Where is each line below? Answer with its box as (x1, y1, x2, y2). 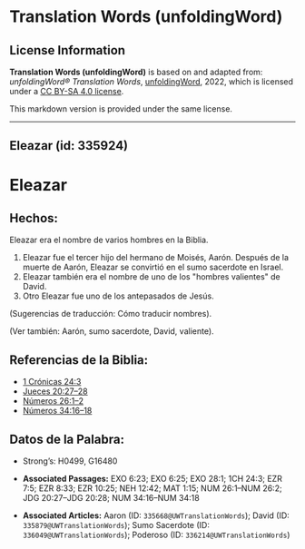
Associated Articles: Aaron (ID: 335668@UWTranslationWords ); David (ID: (22, 510, 290, 521)
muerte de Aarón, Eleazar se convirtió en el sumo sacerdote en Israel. (22, 261, 284, 273)
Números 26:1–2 (22, 396, 84, 407)
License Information (9, 43, 125, 58)
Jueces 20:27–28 (22, 386, 88, 397)
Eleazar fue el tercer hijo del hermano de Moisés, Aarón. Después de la (22, 252, 289, 263)
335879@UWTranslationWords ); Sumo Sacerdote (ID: (22, 520, 211, 531)
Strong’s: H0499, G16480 (22, 456, 118, 466)
